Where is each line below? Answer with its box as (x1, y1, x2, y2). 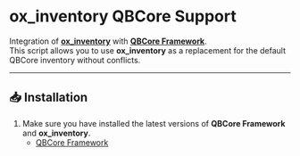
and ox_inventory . (21, 127, 91, 138)
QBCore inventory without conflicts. (9, 54, 141, 65)
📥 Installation (9, 90, 88, 105)
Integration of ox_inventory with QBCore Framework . (9, 36, 207, 46)
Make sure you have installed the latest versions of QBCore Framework (21, 118, 286, 128)
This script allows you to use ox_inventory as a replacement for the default (9, 45, 286, 55)
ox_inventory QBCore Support (9, 6, 237, 27)
